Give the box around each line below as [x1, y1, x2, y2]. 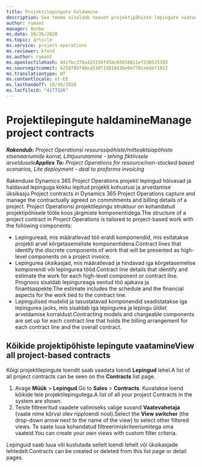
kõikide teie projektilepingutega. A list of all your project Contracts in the [14, 390, 192, 398]
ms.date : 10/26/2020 [6, 31, 58, 37]
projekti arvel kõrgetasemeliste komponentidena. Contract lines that [14, 240, 182, 247]
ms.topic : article [6, 37, 52, 43]
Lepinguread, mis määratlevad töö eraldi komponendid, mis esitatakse [14, 233, 189, 241]
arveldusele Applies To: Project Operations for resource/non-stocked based [6, 159, 194, 166]
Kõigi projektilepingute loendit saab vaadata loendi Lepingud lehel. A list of [6, 366, 191, 373]
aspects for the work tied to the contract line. [14, 291, 127, 299]
